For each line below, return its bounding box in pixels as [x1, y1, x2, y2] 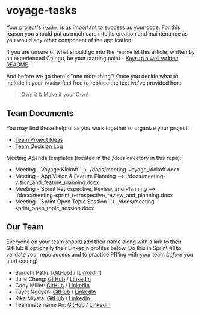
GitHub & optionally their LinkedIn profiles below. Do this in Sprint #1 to [6, 244, 182, 251]
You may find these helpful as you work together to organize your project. [6, 124, 190, 132]
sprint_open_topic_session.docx [14, 204, 94, 211]
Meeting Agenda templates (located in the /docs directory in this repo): [6, 154, 182, 161]
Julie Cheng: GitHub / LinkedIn [14, 275, 91, 283]
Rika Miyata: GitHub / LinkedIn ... [14, 294, 96, 302]
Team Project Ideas [14, 136, 63, 143]
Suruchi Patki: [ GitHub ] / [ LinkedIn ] [14, 269, 102, 276]
